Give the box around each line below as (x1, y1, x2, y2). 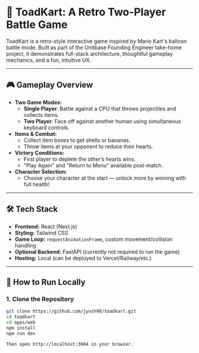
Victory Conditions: (14, 149, 65, 156)
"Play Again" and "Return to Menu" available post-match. (23, 161, 163, 168)
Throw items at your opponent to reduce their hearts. (23, 142, 153, 150)
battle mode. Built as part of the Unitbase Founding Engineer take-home (6, 44, 182, 51)
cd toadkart (6, 314, 36, 320)
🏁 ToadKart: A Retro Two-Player (6, 5, 166, 19)
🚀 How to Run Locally (6, 277, 86, 287)
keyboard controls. (23, 124, 70, 131)
